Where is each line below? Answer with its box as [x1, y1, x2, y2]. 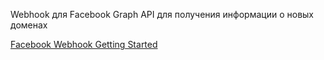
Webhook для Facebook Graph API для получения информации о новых [10, 9, 314, 20]
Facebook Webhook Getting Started [10, 39, 158, 50]
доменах [10, 19, 48, 31]
